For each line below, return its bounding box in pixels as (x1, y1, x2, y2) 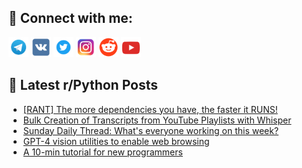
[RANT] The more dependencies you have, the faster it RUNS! (22, 103, 278, 115)
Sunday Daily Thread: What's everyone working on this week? (22, 124, 280, 136)
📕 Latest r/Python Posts (8, 77, 159, 94)
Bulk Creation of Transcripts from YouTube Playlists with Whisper (22, 114, 292, 126)
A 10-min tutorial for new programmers (22, 146, 183, 158)
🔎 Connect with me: (8, 10, 133, 27)
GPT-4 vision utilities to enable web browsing (22, 135, 210, 147)
